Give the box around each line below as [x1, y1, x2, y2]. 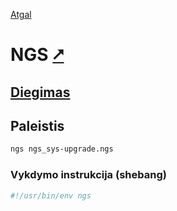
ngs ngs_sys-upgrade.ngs [10, 144, 114, 154]
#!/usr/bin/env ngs [10, 190, 92, 201]
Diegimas [10, 84, 71, 101]
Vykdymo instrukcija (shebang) [10, 168, 167, 182]
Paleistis [10, 117, 65, 134]
